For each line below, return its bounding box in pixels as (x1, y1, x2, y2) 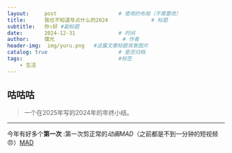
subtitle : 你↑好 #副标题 (7, 23, 79, 30)
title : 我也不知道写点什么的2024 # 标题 (7, 17, 168, 24)
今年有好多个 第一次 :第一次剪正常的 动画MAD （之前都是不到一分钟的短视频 (7, 129, 219, 138)
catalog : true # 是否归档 (7, 49, 146, 56)
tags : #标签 (7, 55, 133, 62)
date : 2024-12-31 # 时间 (7, 29, 135, 37)
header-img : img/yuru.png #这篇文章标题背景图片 (7, 42, 148, 49)
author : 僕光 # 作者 (7, 36, 139, 43)
